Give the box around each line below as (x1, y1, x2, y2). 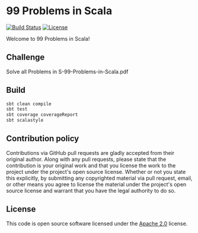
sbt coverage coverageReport (6, 112, 78, 118)
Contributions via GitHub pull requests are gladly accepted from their (6, 149, 175, 156)
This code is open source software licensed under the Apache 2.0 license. (6, 220, 188, 227)
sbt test (6, 106, 28, 112)
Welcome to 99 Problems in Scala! (6, 35, 90, 42)
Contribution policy (6, 134, 79, 144)
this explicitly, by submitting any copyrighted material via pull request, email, (6, 174, 193, 182)
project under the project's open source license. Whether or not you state (6, 168, 186, 175)
